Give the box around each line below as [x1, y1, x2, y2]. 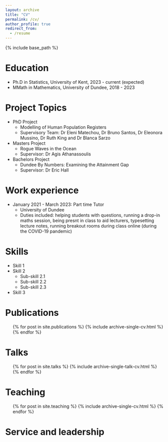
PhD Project [12, 119, 38, 125]
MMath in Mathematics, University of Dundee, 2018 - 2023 [12, 84, 135, 90]
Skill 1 [12, 262, 25, 268]
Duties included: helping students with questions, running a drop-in [20, 212, 160, 218]
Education [5, 63, 49, 74]
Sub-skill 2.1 [20, 273, 45, 279]
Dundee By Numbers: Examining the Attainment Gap [20, 161, 129, 168]
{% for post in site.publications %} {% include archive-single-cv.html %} [12, 323, 163, 329]
